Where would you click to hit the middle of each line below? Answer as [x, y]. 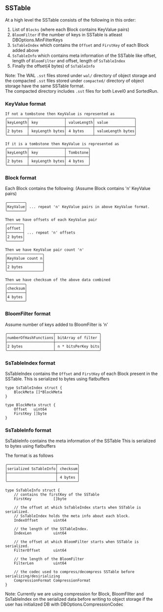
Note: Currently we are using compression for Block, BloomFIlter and [74, 594]
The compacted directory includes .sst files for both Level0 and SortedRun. [82, 91]
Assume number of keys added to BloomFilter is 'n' [57, 324]
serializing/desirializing [33, 576]
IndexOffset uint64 [40, 520]
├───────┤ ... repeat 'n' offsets [40, 233]
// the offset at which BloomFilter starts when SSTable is [76, 542]
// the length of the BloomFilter [49, 559]
